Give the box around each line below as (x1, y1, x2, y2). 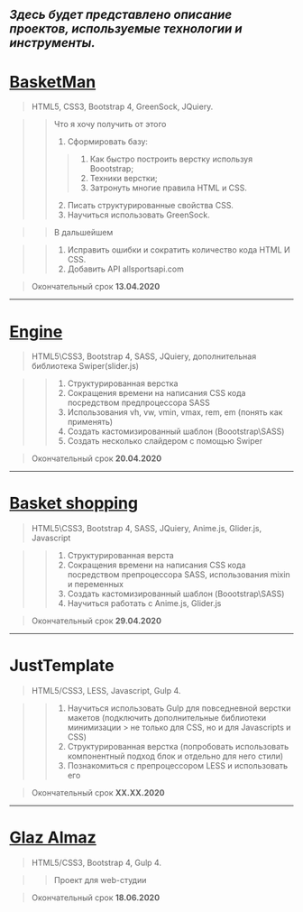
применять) (67, 417, 114, 428)
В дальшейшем (53, 227, 114, 238)
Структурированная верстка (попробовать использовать (67, 742, 289, 752)
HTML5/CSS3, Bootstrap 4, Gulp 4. (31, 857, 162, 869)
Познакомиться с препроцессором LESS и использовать (67, 760, 289, 771)
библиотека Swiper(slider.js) (31, 361, 140, 372)
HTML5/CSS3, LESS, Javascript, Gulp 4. (31, 686, 181, 696)
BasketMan (9, 71, 96, 92)
